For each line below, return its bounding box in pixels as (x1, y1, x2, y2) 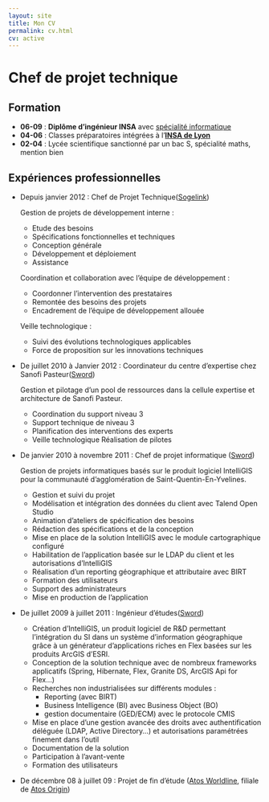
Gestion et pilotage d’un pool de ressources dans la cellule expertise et (19, 385, 255, 395)
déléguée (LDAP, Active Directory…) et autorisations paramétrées (31, 726, 249, 736)
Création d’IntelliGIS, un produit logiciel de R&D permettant (31, 624, 226, 633)
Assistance (31, 258, 69, 268)
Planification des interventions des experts (31, 427, 174, 436)
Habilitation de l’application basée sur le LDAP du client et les (31, 550, 234, 559)
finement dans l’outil (31, 734, 100, 744)
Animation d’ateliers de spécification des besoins (31, 516, 195, 526)
